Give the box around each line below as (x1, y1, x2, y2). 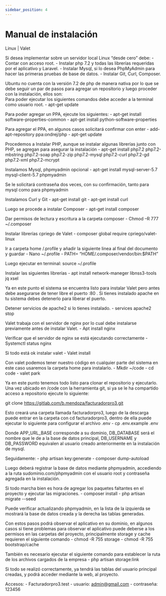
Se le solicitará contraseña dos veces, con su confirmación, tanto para (5, 181, 150, 187)
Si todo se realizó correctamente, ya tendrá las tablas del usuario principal (5, 566, 157, 572)
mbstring (5, 151, 24, 157)
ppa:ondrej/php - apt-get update (35, 131, 103, 137)
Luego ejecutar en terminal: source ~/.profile (5, 260, 97, 266)
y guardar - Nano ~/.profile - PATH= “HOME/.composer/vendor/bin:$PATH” (5, 251, 159, 257)
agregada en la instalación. (5, 476, 60, 482)
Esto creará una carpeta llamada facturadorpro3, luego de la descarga (5, 409, 149, 415)
